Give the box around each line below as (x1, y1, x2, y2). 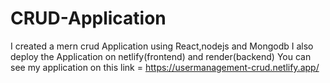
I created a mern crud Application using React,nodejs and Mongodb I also (10, 40, 314, 52)
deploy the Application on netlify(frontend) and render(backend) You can (10, 50, 312, 62)
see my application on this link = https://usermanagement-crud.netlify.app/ (10, 61, 320, 73)
